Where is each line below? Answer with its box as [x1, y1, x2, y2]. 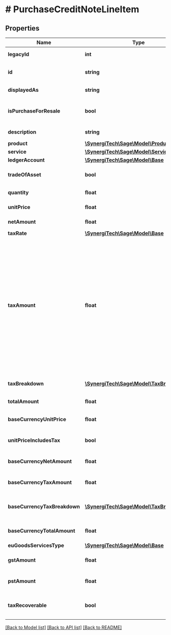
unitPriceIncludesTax [8, 437, 61, 444]
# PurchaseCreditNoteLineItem [5, 4, 139, 15]
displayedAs [8, 87, 39, 93]
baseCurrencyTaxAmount [8, 479, 72, 486]
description [8, 128, 37, 136]
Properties [5, 24, 40, 33]
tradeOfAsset [8, 171, 42, 178]
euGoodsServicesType [8, 542, 65, 549]
